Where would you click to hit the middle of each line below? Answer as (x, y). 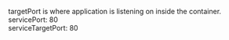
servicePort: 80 (33, 20)
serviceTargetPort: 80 (43, 28)
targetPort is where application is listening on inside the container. (115, 11)
